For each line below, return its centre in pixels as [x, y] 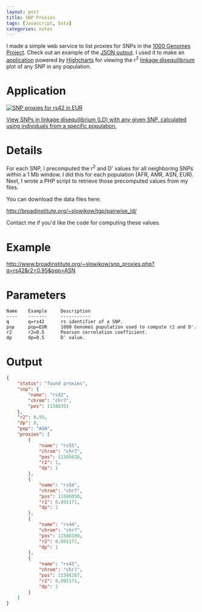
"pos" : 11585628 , [61, 457]
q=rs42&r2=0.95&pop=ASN [41, 271]
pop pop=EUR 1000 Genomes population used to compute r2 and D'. [102, 327]
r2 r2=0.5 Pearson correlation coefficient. [77, 332]
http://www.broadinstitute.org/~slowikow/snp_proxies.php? [80, 264]
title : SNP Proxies [31, 18]
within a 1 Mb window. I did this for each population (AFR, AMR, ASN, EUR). [100, 175]
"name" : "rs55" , [59, 446]
